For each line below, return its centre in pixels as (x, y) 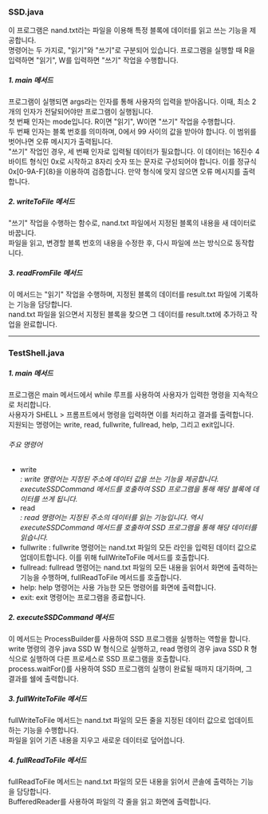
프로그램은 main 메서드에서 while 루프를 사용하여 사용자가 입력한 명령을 (120, 395)
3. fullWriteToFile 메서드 (48, 698)
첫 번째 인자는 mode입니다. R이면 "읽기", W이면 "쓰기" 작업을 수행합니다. (122, 121)
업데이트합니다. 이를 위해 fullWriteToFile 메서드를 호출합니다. (114, 558)
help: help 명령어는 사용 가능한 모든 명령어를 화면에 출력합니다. (118, 588)
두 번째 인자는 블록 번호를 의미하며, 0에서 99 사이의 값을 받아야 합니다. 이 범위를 (132, 132)
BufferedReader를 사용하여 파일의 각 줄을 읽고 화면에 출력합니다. (110, 802)
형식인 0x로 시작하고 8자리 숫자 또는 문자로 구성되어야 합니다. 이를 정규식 (143, 161)
